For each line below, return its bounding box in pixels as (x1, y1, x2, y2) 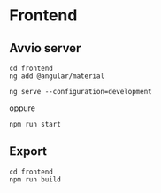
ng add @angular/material (9, 72, 104, 81)
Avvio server (9, 41, 81, 56)
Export (9, 143, 47, 159)
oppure (9, 103, 36, 113)
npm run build (9, 174, 62, 184)
